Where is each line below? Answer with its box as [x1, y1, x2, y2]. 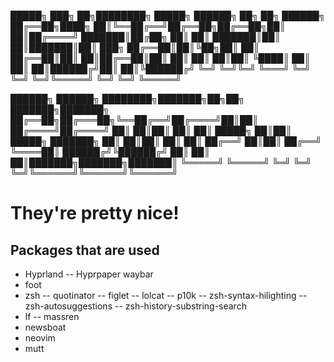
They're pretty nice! [10, 202, 180, 225]
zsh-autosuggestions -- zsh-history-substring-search [24, 300, 247, 312]
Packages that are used [10, 241, 160, 259]
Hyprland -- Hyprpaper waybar [24, 268, 154, 280]
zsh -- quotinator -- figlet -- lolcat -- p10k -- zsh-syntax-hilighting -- [24, 290, 308, 301]
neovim [24, 332, 56, 344]
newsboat [24, 321, 67, 333]
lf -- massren [24, 311, 80, 322]
